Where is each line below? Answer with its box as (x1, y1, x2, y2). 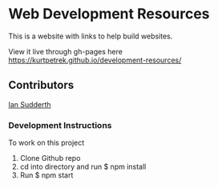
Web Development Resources (8, 5, 210, 23)
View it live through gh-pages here (8, 46, 123, 56)
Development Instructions (8, 119, 112, 130)
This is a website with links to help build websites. (8, 31, 173, 41)
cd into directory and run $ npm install (19, 162, 147, 172)
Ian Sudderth (8, 99, 51, 109)
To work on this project (8, 138, 85, 148)
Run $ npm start (19, 170, 74, 180)
